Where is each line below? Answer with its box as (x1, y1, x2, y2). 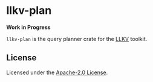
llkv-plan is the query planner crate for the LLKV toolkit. (6, 35, 148, 42)
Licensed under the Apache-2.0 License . (6, 69, 108, 76)
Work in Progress (6, 24, 51, 31)
